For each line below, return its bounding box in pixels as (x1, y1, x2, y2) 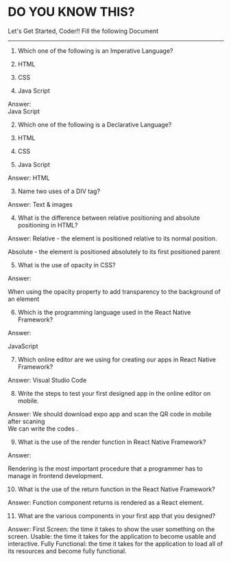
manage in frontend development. (8, 471, 104, 480)
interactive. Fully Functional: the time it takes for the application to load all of (8, 539, 223, 548)
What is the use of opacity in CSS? (17, 260, 116, 269)
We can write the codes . (8, 424, 78, 433)
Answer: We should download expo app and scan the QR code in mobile (8, 409, 212, 418)
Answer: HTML (8, 173, 50, 182)
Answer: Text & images (8, 200, 73, 208)
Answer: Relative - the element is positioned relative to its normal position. (8, 234, 217, 243)
